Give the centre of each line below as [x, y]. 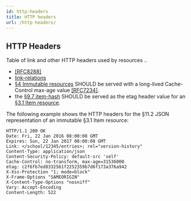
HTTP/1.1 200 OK [26, 131]
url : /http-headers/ [31, 22]
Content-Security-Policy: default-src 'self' [62, 157]
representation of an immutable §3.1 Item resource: [67, 120]
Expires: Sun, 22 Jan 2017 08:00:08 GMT [56, 141]
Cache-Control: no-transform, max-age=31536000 [65, 162]
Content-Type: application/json [45, 152]
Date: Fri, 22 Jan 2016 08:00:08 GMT [52, 136]
